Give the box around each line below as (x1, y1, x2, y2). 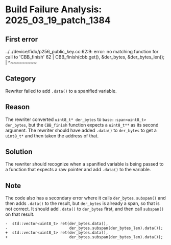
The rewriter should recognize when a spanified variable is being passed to (5, 161, 164, 167)
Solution (5, 148, 33, 156)
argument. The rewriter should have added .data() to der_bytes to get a (5, 127, 157, 133)
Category (5, 74, 36, 83)
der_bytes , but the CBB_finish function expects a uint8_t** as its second (5, 121, 159, 128)
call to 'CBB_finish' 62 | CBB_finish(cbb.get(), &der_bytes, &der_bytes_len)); (5, 54, 165, 60)
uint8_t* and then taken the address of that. (5, 132, 99, 139)
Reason (5, 103, 30, 111)
